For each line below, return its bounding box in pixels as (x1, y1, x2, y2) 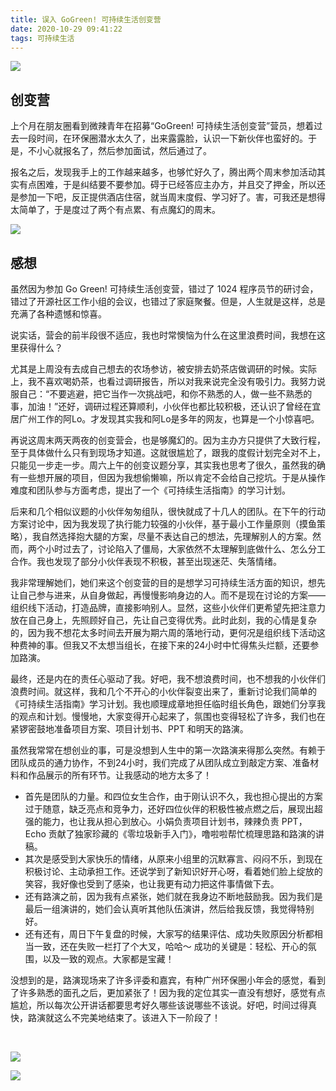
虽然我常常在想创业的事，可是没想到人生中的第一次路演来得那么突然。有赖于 (10, 744, 326, 756)
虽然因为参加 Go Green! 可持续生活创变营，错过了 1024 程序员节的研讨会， (10, 283, 319, 295)
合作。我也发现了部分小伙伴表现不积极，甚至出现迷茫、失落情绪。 (10, 556, 282, 567)
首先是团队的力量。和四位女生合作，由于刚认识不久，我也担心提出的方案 (24, 791, 323, 802)
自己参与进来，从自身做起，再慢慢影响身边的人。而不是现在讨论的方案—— (18, 589, 326, 601)
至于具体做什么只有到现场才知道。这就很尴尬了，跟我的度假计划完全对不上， (10, 447, 326, 458)
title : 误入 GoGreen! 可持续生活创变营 (10, 14, 162, 25)
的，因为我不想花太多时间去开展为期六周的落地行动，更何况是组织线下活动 (10, 627, 317, 638)
